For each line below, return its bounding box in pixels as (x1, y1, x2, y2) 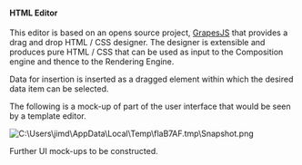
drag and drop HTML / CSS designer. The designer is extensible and (9, 37, 266, 48)
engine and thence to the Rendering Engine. (9, 56, 175, 67)
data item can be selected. (9, 83, 109, 94)
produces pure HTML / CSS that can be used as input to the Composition (9, 46, 284, 58)
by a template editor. (9, 111, 86, 121)
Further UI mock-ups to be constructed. (9, 146, 159, 157)
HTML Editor (9, 7, 58, 18)
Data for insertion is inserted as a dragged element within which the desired (9, 73, 294, 85)
